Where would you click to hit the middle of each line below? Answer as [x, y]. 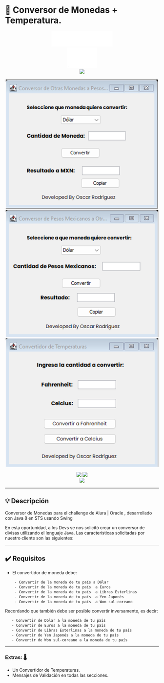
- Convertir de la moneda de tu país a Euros [62, 587]
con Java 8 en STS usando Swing [39, 518]
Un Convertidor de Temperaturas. [46, 670]
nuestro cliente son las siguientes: [39, 538]
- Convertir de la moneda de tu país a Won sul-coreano [73, 602]
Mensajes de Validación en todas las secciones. [60, 675]
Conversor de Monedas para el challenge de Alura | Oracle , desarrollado [79, 513]
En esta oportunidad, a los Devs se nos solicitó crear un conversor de [75, 527]
